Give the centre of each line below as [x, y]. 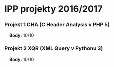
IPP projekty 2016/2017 [54, 9]
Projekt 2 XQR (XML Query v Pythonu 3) [54, 48]
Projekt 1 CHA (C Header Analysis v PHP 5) [57, 25]
